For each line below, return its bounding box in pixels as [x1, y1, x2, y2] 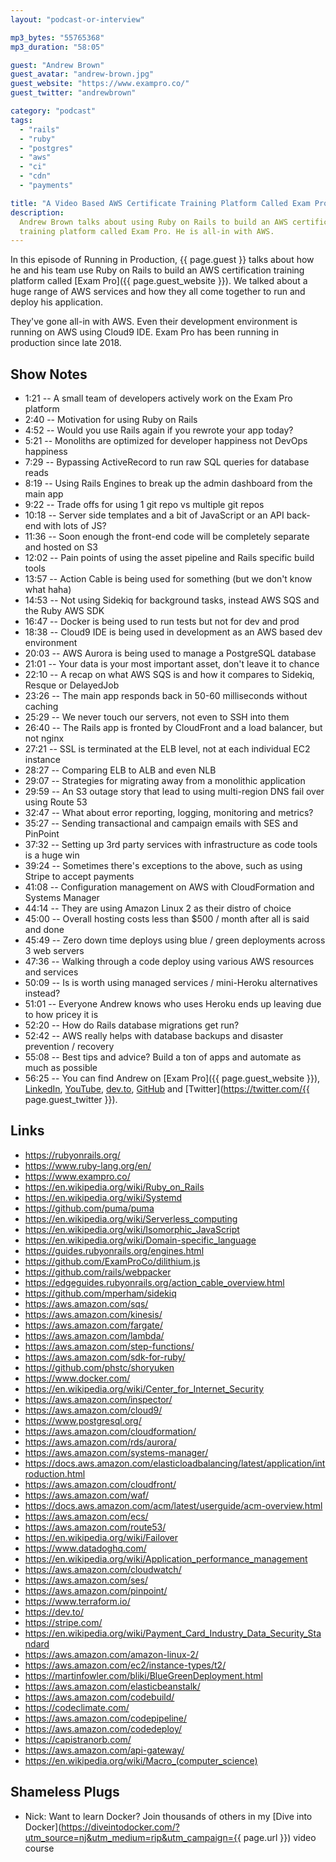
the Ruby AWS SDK [24, 605, 105, 617]
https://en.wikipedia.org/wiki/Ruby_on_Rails [24, 1181, 205, 1193]
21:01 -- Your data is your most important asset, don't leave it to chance [24, 658, 320, 670]
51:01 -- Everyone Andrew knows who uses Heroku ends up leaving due [24, 998, 322, 1010]
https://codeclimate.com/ [24, 1701, 130, 1713]
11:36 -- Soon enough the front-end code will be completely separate [24, 531, 310, 543]
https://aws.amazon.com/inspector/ [24, 1393, 173, 1405]
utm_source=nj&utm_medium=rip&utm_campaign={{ [24, 1831, 242, 1843]
